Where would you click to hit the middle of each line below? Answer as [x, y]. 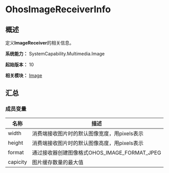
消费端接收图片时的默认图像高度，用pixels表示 [88, 143]
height [16, 143]
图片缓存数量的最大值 [58, 162]
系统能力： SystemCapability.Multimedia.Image [55, 54]
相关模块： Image [24, 75]
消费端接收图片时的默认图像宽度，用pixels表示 [88, 133]
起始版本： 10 [20, 64]
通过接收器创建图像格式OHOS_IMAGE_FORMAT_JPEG [97, 153]
